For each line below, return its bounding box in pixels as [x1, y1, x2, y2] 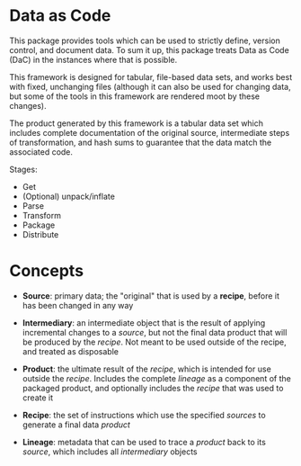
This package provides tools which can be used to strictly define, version [9, 35, 280, 46]
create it [22, 392, 54, 403]
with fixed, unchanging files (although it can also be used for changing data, [9, 81, 291, 92]
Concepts [9, 261, 84, 282]
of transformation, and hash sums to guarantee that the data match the [9, 137, 272, 148]
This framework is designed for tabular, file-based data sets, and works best [9, 71, 293, 82]
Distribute [22, 229, 59, 239]
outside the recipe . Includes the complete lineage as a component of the [22, 372, 292, 383]
